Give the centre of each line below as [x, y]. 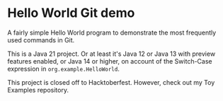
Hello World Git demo [71, 13]
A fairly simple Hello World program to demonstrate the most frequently [112, 32]
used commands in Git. [41, 40]
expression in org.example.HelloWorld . [64, 69]
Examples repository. [38, 90]
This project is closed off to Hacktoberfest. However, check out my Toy [111, 82]
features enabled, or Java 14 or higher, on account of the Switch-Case [110, 61]
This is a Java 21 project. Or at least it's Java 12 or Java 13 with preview [111, 54]
